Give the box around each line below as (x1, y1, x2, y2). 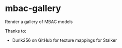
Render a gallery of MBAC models (5, 19, 73, 24)
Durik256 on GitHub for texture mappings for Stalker (12, 37, 117, 43)
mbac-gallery (5, 3, 61, 14)
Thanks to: (5, 28, 27, 34)
